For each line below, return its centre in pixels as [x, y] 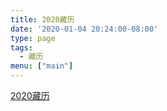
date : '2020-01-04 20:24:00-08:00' [84, 29]
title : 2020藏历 [42, 19]
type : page [33, 38]
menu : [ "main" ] [42, 66]
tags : [21, 47]
